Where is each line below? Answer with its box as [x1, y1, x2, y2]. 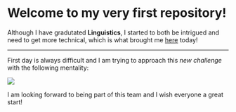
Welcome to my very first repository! [7, 5, 227, 21]
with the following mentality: [7, 63, 89, 72]
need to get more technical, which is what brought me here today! [7, 35, 198, 44]
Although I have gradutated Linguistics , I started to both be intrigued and [7, 28, 220, 37]
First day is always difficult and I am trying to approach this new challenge [7, 56, 223, 64]
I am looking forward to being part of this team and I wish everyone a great [7, 90, 223, 99]
